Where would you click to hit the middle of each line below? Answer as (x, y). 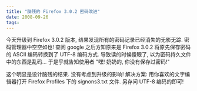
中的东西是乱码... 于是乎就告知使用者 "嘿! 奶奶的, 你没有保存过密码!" (88, 62)
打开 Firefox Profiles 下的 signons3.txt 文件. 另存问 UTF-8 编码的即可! (100, 82)
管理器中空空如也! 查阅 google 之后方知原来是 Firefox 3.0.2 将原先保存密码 (101, 47)
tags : (13, 22)
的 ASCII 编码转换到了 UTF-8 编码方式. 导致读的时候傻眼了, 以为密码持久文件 (98, 55)
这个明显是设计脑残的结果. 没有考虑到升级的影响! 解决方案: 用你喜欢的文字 (96, 75)
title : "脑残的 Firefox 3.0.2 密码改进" (53, 11)
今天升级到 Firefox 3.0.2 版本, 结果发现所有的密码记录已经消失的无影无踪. (95, 40)
